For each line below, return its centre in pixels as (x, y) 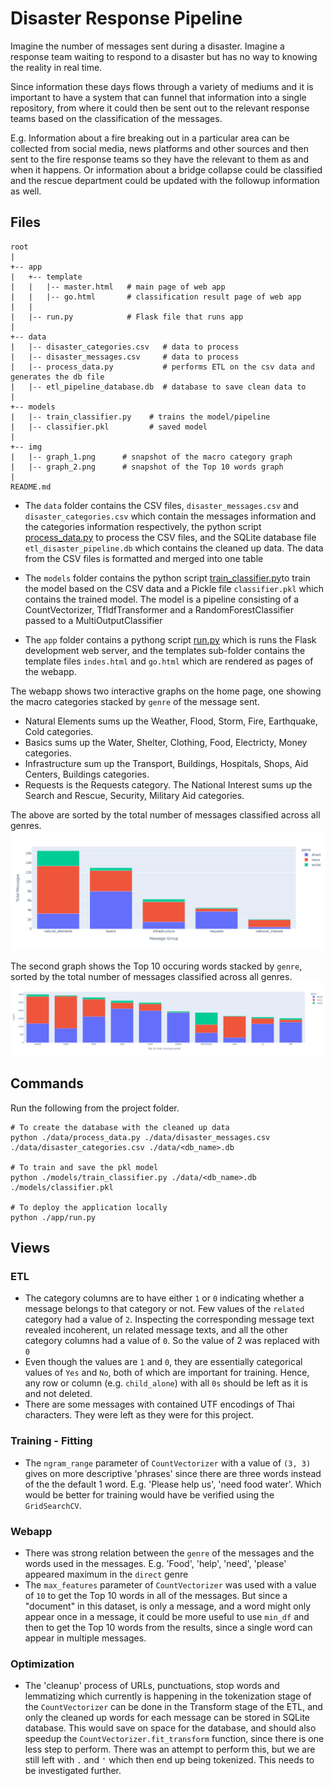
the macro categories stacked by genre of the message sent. (135, 701)
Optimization (42, 1664)
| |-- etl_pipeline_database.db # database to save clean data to (158, 387)
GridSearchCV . (53, 1505)
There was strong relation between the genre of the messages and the (169, 1553)
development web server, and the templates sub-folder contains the (165, 650)
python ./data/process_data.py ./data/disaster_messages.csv (140, 1137)
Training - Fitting (51, 1441)
